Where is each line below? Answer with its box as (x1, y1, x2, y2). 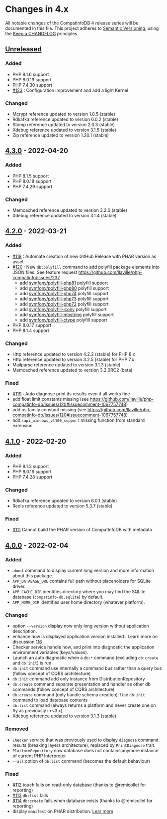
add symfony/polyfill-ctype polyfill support (19, 317, 108, 323)
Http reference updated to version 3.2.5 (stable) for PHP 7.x (12, 356, 134, 362)
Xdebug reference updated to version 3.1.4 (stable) (12, 212, 117, 218)
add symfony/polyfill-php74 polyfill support (19, 290, 109, 296)
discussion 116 (12, 639, 42, 645)
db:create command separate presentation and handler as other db (12, 681, 151, 687)
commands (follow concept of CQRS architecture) (12, 686, 115, 692)
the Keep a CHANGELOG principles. (5, 30, 79, 36)
